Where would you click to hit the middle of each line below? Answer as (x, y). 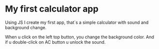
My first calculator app (52, 9)
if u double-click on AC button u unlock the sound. (55, 42)
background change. (26, 27)
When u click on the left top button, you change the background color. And (79, 37)
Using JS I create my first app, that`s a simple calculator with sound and (77, 22)
